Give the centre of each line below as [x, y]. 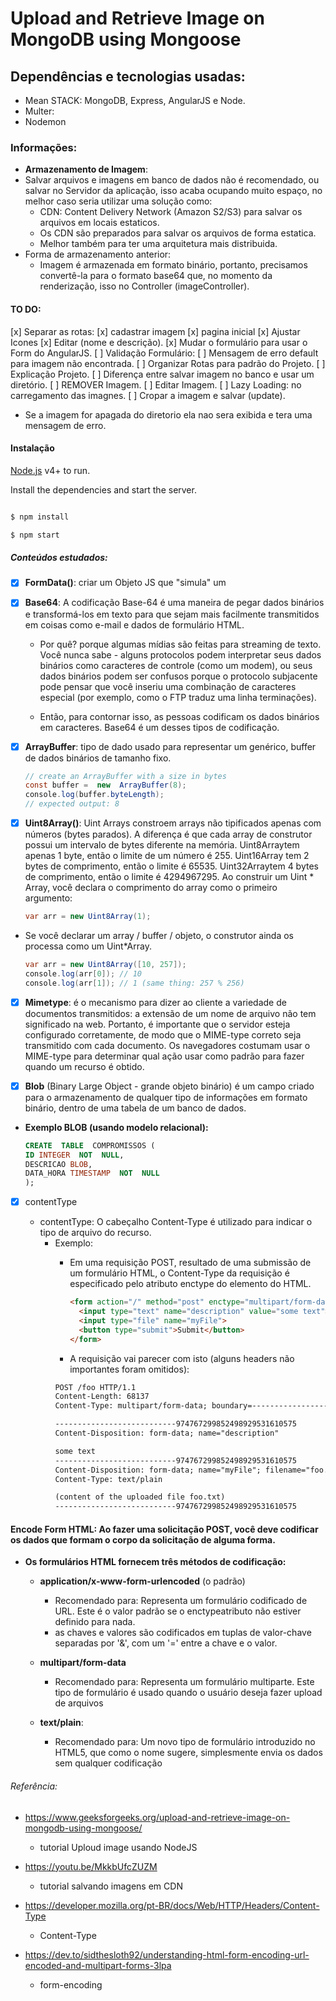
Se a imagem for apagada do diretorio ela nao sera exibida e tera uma [168, 414]
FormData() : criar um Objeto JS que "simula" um [125, 583]
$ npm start [35, 535]
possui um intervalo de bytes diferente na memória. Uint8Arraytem [162, 845]
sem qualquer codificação [108, 1763]
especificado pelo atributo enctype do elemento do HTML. [190, 1284]
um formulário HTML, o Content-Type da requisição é [179, 1273]
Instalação [32, 448]
